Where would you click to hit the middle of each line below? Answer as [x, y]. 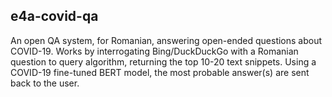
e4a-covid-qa [54, 16]
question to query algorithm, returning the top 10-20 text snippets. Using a [163, 61]
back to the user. [45, 83]
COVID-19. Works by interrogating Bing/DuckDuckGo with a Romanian [154, 51]
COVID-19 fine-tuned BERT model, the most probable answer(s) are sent [160, 72]
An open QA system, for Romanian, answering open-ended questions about [166, 40]
